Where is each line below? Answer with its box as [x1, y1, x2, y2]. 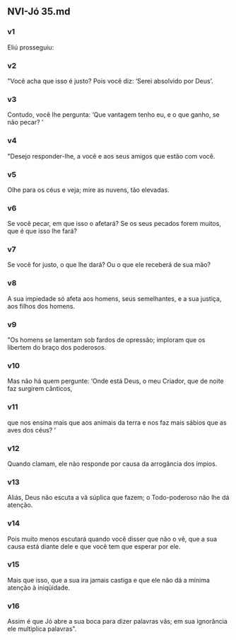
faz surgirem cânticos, [7, 384, 73, 393]
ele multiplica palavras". [7, 624, 77, 633]
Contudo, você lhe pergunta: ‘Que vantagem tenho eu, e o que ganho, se [7, 110, 220, 119]
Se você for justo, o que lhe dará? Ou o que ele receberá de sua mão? [7, 261, 211, 269]
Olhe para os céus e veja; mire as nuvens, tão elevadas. [7, 185, 170, 194]
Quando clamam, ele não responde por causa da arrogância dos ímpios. [7, 459, 218, 468]
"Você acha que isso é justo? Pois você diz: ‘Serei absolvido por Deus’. [7, 76, 213, 85]
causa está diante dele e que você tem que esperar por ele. [7, 542, 181, 551]
